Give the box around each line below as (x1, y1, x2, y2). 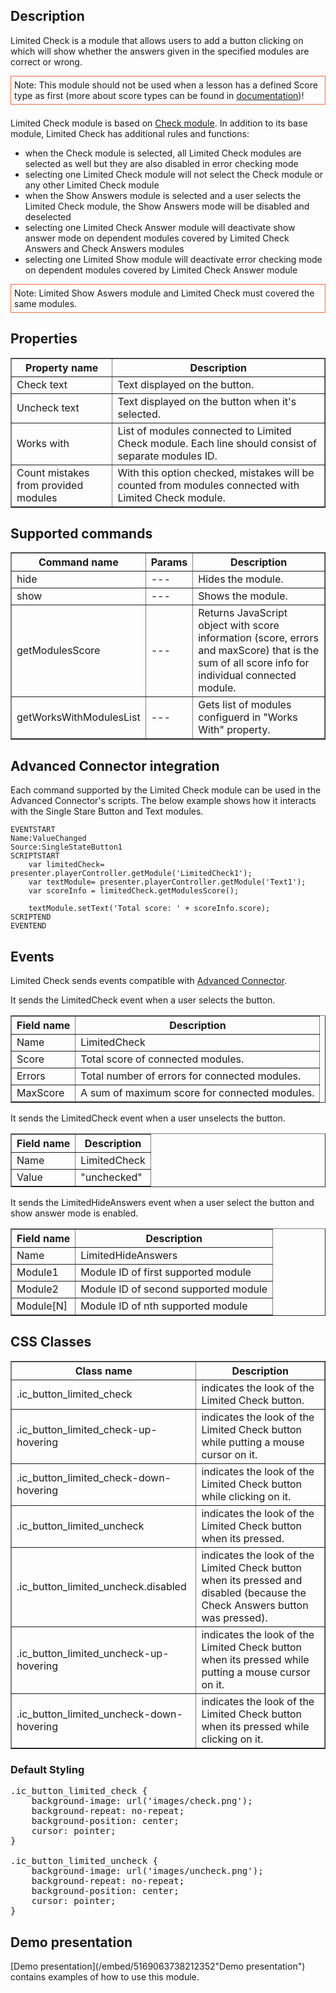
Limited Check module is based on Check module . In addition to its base (10, 117, 308, 129)
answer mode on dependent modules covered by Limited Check (24, 232, 290, 244)
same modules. (14, 297, 78, 309)
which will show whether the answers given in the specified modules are (10, 45, 310, 57)
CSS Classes (10, 1334, 92, 1351)
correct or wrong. (10, 55, 83, 68)
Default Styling (10, 1762, 85, 1776)
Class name (74, 1364, 133, 1378)
